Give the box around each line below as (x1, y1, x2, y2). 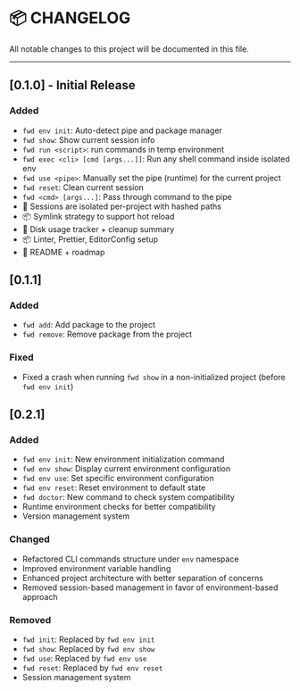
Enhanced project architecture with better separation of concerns (21, 572, 263, 583)
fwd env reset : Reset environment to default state (21, 482, 206, 493)
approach (21, 591, 58, 602)
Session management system (21, 671, 131, 682)
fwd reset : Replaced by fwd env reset (21, 662, 163, 673)
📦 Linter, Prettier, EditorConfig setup (21, 234, 159, 245)
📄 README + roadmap (21, 246, 105, 257)
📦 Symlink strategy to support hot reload (21, 211, 175, 221)
